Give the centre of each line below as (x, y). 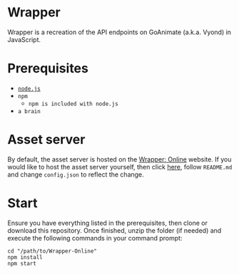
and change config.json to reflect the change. (76, 174)
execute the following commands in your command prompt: (95, 238)
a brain (29, 111)
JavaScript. (24, 39)
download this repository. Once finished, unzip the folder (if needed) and (115, 230)
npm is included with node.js (73, 104)
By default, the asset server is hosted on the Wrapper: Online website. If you (119, 159)
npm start (22, 263)
